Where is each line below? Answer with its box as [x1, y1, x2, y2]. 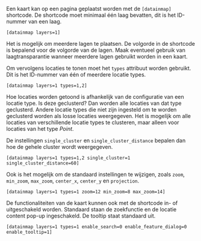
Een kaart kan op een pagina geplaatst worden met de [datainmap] [6, 5, 172, 12]
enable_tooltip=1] [6, 229, 52, 235]
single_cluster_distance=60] [6, 160, 79, 166]
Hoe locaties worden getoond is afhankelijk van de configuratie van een [6, 93, 185, 100]
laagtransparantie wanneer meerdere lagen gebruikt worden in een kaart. [6, 53, 188, 60]
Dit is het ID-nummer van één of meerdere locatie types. [6, 71, 146, 78]
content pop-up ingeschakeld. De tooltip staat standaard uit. [6, 212, 156, 219]
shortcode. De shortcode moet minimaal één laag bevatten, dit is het [6, 11, 176, 19]
